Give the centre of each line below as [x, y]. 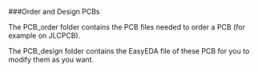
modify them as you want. [51, 60]
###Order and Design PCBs [54, 12]
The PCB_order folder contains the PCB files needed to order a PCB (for [127, 27]
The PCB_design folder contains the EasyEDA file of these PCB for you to [129, 51]
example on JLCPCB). [44, 36]
